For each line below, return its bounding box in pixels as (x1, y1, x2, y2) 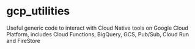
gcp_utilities (6, 4, 70, 18)
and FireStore (6, 37, 41, 44)
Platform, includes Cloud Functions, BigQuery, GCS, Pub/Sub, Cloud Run (6, 30, 189, 38)
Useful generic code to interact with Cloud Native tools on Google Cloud (6, 24, 188, 31)
